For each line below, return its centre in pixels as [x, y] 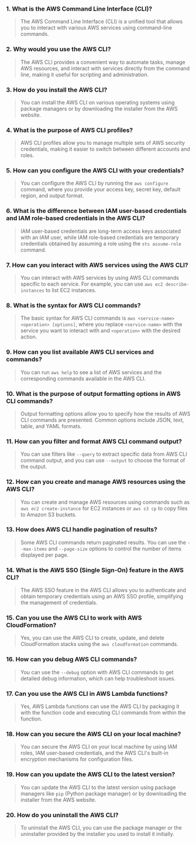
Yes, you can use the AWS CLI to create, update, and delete [92, 638]
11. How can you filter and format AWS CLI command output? [94, 441]
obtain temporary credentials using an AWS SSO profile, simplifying [102, 597]
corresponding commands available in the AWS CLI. [83, 378]
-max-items [34, 549]
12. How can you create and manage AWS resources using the [96, 482]
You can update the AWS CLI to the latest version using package [98, 787]
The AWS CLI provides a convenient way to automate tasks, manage [103, 62]
